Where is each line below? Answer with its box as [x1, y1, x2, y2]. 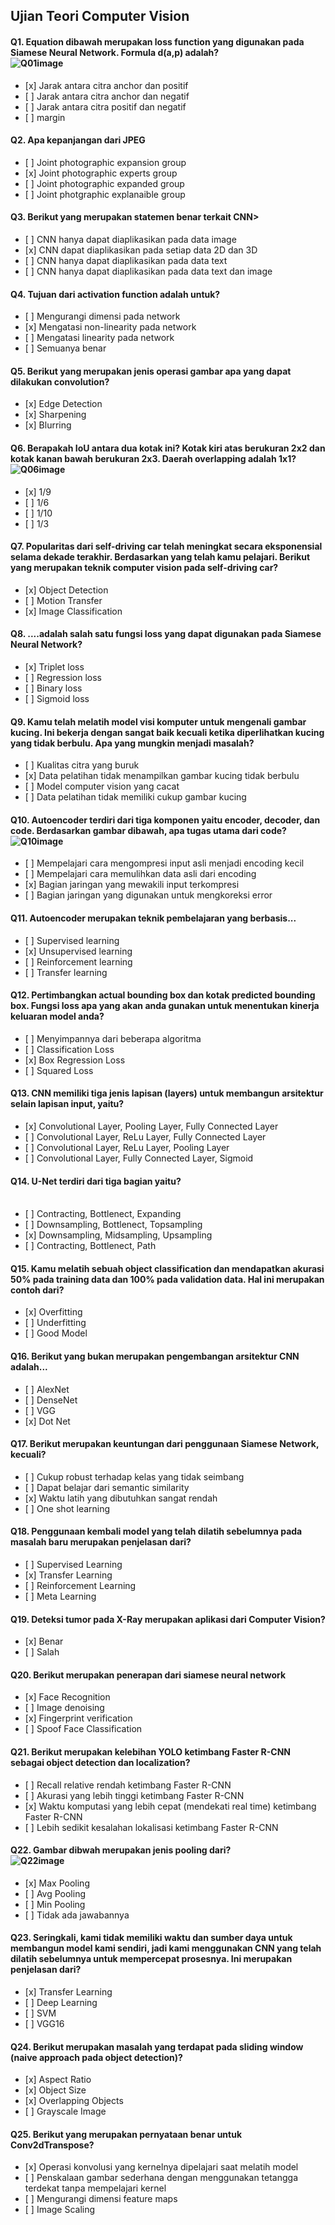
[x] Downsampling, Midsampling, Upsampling [24, 1229, 213, 1241]
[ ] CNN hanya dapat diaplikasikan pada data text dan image [24, 265, 273, 277]
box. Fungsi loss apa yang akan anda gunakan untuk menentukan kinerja [10, 1000, 320, 1012]
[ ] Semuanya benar [24, 342, 107, 354]
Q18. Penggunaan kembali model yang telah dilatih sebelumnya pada [10, 1525, 303, 1538]
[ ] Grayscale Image [24, 2105, 107, 2118]
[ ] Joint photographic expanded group [24, 177, 185, 189]
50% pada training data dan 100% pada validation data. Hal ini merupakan [10, 1273, 325, 1285]
